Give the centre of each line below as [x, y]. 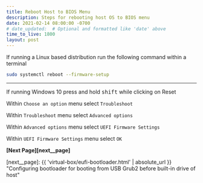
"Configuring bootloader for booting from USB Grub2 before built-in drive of [101, 168]
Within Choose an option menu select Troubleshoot [69, 103]
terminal [17, 63]
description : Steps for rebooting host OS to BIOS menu [78, 18]
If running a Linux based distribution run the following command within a [96, 57]
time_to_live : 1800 [31, 34]
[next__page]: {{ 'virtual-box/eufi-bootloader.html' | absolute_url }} [89, 162]
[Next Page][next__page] [38, 150]
